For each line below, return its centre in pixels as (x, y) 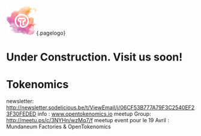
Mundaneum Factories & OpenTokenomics (58, 127)
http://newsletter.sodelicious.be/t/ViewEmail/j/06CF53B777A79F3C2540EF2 (100, 108)
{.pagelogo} (51, 33)
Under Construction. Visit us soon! (94, 57)
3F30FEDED (21, 114)
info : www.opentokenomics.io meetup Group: (94, 114)
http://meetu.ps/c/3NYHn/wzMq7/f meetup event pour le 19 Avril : (88, 120)
